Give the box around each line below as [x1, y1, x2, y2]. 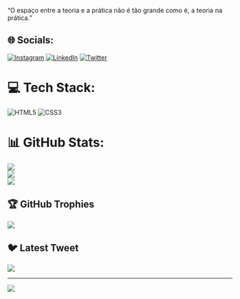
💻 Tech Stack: [7, 80, 96, 96]
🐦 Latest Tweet [7, 242, 79, 254]
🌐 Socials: [7, 34, 54, 46]
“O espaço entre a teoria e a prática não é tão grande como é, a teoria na [7, 6, 223, 14]
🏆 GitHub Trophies [7, 198, 95, 211]
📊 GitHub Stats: [7, 134, 105, 151]
